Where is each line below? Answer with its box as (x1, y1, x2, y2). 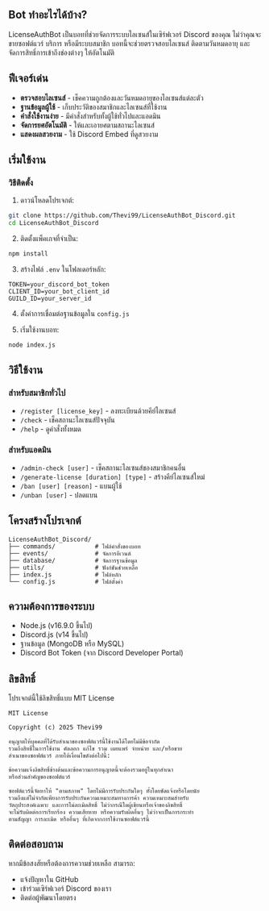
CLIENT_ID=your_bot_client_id (8, 287, 110, 295)
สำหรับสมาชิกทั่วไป (8, 388, 66, 399)
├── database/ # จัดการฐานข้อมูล (8, 556, 138, 564)
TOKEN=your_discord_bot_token (8, 280, 110, 289)
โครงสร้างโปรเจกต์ (8, 514, 82, 528)
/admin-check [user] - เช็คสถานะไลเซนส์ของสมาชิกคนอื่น (19, 463, 187, 472)
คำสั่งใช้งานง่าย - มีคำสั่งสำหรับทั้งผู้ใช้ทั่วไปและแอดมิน (19, 110, 161, 121)
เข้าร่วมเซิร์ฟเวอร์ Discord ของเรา (19, 884, 112, 893)
